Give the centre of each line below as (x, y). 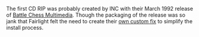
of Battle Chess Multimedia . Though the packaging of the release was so (96, 15)
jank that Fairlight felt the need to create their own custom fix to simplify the (99, 21)
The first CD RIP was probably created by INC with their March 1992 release (99, 9)
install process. (25, 27)
